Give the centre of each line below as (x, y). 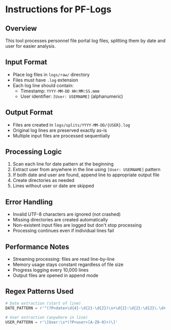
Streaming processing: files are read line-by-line (64, 259)
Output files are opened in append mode (56, 276)
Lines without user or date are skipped (53, 186)
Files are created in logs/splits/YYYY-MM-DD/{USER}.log (71, 125)
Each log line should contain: (43, 85)
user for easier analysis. (31, 46)
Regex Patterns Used (39, 291)
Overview (21, 28)
